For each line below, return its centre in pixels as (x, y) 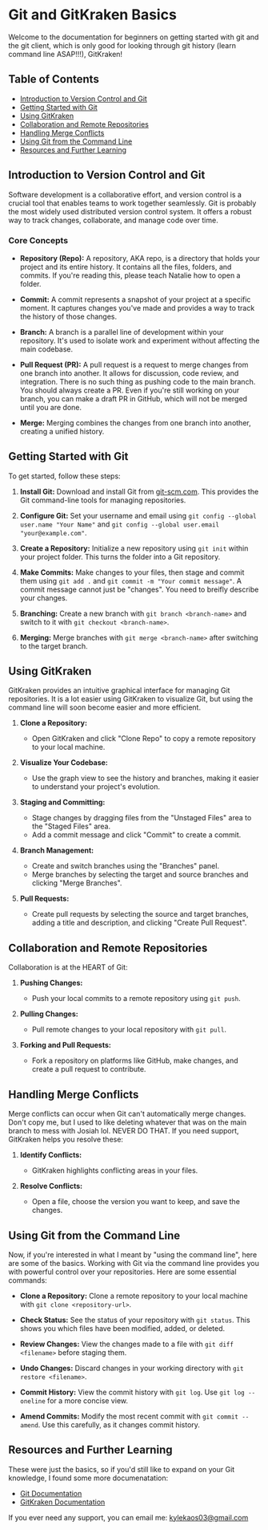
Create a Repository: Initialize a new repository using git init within (134, 548)
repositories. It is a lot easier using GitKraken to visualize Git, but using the (131, 699)
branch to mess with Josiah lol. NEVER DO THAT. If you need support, (124, 1131)
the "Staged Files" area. (71, 826)
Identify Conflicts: (51, 1155)
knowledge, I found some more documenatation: (88, 1478)
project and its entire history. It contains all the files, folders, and (126, 267)
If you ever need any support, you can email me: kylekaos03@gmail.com (128, 1517)
